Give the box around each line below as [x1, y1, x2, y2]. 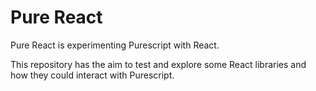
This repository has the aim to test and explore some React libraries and [10, 58, 307, 70]
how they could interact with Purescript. [10, 69, 175, 81]
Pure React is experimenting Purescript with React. [10, 39, 220, 51]
